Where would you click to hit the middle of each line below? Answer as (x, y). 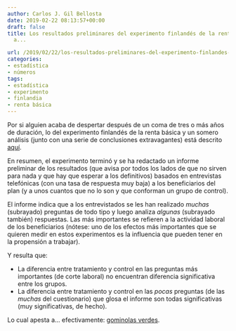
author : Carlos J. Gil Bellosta (54, 14)
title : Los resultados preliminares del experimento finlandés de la (111, 33)
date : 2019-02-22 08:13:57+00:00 (56, 20)
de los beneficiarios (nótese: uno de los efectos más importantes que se (112, 227)
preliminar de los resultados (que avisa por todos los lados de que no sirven (117, 168)
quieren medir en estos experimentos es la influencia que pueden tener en (115, 234)
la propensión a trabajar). (44, 242)
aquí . (15, 147)
